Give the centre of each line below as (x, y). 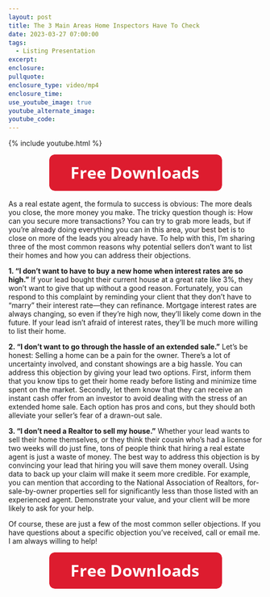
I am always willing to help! (53, 541)
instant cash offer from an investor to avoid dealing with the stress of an (128, 398)
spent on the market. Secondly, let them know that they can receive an (126, 390)
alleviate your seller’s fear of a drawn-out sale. (85, 415)
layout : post (30, 17)
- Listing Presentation (55, 51)
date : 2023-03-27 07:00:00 (54, 34)
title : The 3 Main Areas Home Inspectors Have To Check (104, 25)
